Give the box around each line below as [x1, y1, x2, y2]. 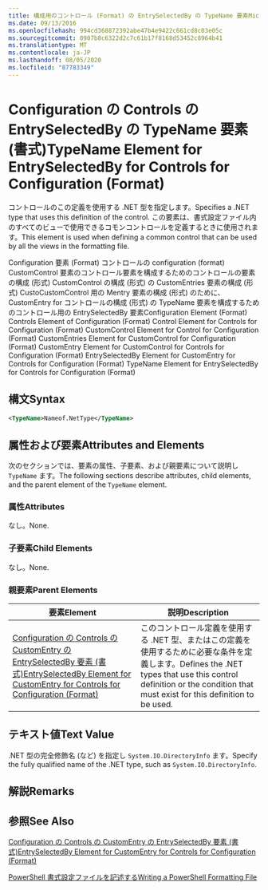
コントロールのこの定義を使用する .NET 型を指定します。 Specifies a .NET [8, 202, 250, 212]
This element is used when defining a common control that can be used [21, 232, 258, 242]
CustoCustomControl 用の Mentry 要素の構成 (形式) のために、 [19, 287, 225, 297]
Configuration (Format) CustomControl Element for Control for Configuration [8, 325, 259, 334]
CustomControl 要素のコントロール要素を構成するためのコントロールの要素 [8, 267, 256, 277]
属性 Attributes [8, 501, 65, 512]
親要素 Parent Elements [8, 584, 98, 595]
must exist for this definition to [140, 689, 254, 700]
